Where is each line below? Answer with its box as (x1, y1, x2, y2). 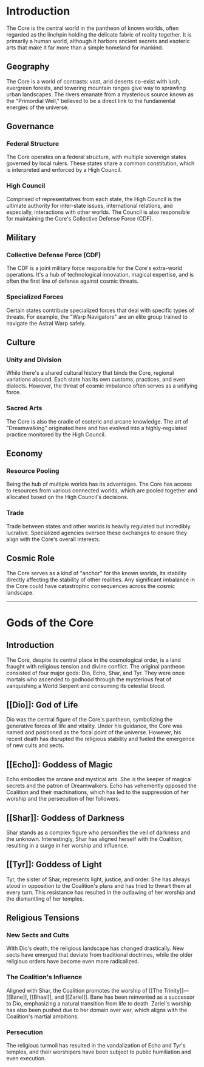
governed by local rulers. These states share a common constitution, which (6, 160, 195, 167)
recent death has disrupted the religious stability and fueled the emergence (6, 736, 195, 743)
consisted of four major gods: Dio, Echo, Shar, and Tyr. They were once (6, 669, 185, 676)
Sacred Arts (6, 404, 42, 413)
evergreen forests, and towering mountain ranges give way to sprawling (6, 84, 186, 91)
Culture (6, 337, 35, 348)
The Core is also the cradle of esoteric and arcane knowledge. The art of (6, 417, 188, 425)
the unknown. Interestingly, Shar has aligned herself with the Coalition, (6, 835, 183, 842)
